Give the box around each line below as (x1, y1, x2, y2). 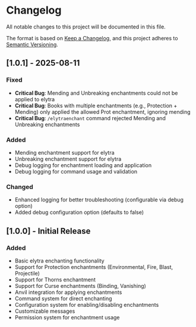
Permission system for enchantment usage (14, 313, 120, 320)
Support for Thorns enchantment (14, 276, 96, 283)
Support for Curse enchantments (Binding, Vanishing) (14, 282, 147, 289)
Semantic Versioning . (6, 41, 58, 48)
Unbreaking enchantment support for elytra (14, 155, 122, 162)
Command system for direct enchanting (14, 294, 112, 302)
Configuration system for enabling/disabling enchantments (14, 301, 159, 308)
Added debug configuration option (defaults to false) (14, 209, 144, 216)
